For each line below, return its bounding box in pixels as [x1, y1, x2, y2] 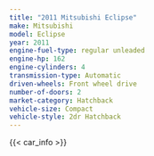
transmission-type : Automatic [9, 71, 122, 80]
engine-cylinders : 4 [9, 63, 86, 72]
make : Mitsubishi [9, 21, 74, 30]
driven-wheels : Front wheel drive [9, 79, 138, 88]
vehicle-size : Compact [9, 104, 93, 113]
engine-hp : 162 [9, 54, 66, 63]
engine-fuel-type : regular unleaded [9, 46, 145, 55]
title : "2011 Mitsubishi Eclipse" [9, 12, 138, 22]
